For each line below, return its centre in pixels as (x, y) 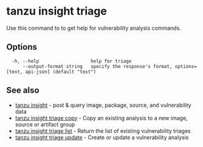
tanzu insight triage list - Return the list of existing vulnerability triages (103, 131)
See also (23, 90)
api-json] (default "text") (61, 72)
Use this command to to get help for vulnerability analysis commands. (94, 28)
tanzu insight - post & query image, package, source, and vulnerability (103, 105)
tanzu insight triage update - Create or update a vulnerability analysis (102, 137)
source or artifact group (45, 124)
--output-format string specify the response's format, (97, 66)
